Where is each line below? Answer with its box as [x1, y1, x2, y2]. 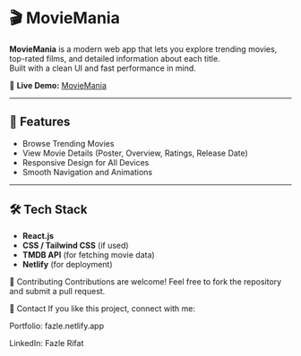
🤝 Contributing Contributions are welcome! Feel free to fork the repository [9, 275, 282, 287]
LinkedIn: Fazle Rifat [9, 337, 84, 348]
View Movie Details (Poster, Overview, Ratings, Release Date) [21, 148, 248, 158]
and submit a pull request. [9, 285, 106, 296]
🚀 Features [9, 114, 71, 130]
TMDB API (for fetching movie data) [21, 249, 155, 260]
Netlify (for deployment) [21, 259, 114, 269]
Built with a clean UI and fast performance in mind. [9, 63, 197, 73]
